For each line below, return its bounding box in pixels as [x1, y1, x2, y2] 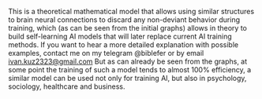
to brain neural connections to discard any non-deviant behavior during [8, 15, 241, 24]
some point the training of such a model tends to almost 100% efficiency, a [8, 65, 252, 74]
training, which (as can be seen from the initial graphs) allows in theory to [8, 24, 247, 32]
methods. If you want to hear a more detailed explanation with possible [8, 40, 239, 49]
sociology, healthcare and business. [8, 82, 125, 91]
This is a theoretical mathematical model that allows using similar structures [8, 7, 255, 16]
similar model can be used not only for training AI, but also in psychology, [8, 74, 247, 82]
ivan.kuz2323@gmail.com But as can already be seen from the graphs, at [8, 57, 248, 66]
